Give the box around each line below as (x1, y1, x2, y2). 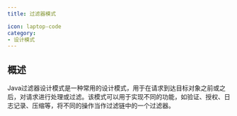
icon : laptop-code (7, 22, 62, 30)
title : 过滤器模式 (7, 10, 57, 18)
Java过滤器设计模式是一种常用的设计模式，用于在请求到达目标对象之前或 (7, 84, 220, 92)
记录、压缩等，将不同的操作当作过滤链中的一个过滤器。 (13, 101, 175, 110)
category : (7, 30, 37, 37)
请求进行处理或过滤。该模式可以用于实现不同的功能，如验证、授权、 (25, 93, 224, 101)
